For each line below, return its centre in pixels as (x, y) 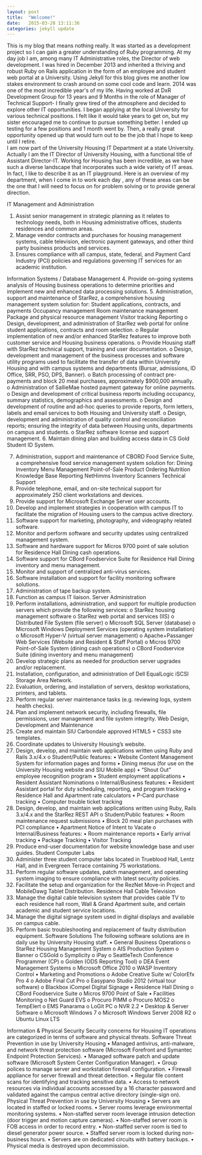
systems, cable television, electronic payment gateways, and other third (105, 242)
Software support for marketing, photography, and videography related (103, 520)
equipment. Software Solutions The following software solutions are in (103, 936)
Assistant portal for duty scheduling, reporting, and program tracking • (103, 789)
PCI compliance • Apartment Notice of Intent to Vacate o (86, 827)
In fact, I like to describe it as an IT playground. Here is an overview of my (98, 174)
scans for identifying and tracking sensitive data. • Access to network (93, 1082)
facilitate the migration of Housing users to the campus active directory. (104, 514)
